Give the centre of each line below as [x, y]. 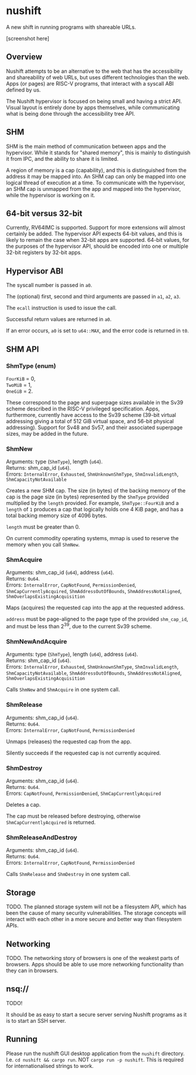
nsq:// [18, 989]
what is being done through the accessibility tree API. [71, 113]
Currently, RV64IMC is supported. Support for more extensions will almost [96, 228]
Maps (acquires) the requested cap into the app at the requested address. [95, 608]
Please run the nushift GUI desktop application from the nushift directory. [95, 1053]
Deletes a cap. [23, 805]
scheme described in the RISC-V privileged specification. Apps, [83, 409]
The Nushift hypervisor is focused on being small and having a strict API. [94, 101]
